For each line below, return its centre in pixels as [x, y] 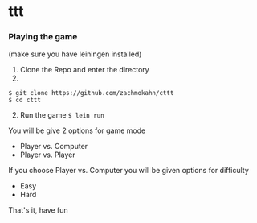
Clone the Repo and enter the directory [85, 70]
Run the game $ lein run [62, 115]
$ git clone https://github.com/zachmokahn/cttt [91, 93]
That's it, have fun [38, 210]
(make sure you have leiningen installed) [75, 54]
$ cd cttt [25, 100]
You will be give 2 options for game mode [77, 130]
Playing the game [43, 37]
